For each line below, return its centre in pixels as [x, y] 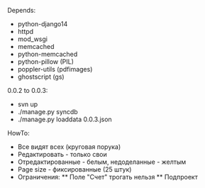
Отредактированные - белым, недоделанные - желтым [102, 162]
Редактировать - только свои [62, 154]
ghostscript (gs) [41, 77]
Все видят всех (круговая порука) [69, 147]
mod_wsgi [33, 39]
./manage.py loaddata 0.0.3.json [65, 119]
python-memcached [48, 54]
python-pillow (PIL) [46, 62]
